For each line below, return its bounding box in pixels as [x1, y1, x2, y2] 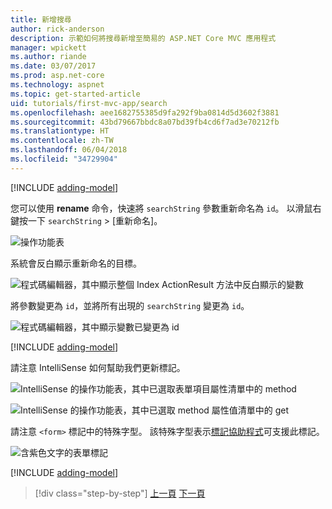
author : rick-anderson [10, 24, 105, 34]
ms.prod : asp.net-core [10, 71, 105, 81]
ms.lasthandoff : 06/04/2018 [10, 145, 128, 155]
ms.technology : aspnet [10, 80, 105, 90]
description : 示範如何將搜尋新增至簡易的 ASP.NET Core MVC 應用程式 [10, 33, 277, 43]
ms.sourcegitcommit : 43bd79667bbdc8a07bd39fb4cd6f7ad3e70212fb [10, 117, 280, 127]
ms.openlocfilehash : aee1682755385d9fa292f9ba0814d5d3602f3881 [10, 107, 280, 118]
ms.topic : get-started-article [10, 89, 141, 99]
